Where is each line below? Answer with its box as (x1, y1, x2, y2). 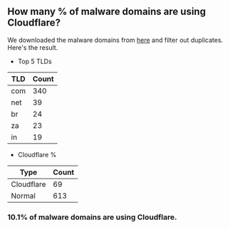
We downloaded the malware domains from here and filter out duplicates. (7, 36, 224, 44)
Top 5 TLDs (17, 57, 52, 65)
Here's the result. (7, 43, 58, 52)
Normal (11, 191, 36, 201)
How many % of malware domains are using (7, 6, 207, 18)
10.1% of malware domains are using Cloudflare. (7, 212, 177, 222)
